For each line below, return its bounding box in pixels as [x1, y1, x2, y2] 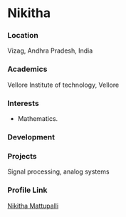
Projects [7, 151, 37, 161]
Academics [7, 64, 48, 74]
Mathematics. [17, 115, 58, 123]
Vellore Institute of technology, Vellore [7, 80, 120, 89]
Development [7, 132, 56, 142]
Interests [7, 98, 39, 108]
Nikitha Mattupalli [7, 201, 59, 210]
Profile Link [7, 185, 48, 195]
